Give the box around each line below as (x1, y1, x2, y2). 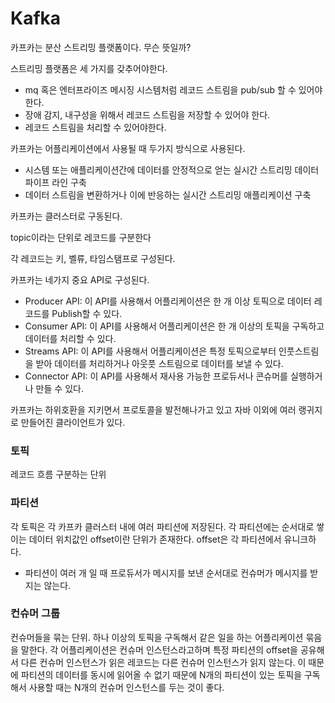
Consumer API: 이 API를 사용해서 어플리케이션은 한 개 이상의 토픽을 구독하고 (24, 320, 325, 332)
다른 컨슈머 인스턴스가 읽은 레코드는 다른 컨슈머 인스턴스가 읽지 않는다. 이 (20, 656, 307, 668)
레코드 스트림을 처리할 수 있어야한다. (24, 121, 167, 133)
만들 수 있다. (35, 382, 84, 394)
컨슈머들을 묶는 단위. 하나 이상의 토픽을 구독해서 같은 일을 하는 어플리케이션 (10, 631, 304, 643)
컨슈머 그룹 (10, 607, 61, 621)
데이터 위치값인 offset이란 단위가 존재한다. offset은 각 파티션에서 (28, 533, 282, 545)
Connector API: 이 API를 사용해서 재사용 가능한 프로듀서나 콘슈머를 (24, 370, 288, 382)
